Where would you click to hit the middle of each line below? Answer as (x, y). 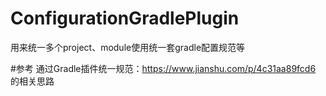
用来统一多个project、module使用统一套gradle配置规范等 (128, 47)
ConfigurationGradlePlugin (125, 18)
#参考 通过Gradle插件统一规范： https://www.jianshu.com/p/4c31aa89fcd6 (163, 68)
